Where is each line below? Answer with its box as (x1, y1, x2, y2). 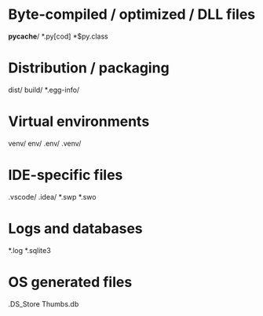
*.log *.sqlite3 (8, 245, 51, 255)
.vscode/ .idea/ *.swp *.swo (8, 192, 97, 201)
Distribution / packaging (8, 59, 170, 77)
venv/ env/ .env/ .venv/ (8, 138, 82, 148)
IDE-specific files (8, 167, 123, 184)
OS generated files (8, 273, 133, 291)
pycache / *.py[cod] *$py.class (8, 31, 108, 41)
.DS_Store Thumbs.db (8, 299, 79, 308)
